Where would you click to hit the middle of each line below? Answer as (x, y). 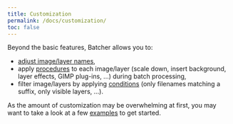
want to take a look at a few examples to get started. (84, 113)
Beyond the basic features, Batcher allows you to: (80, 48)
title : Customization (40, 14)
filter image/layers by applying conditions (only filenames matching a (119, 84)
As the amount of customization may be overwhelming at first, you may (112, 105)
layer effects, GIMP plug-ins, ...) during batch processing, (102, 76)
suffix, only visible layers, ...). (60, 92)
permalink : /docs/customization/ (57, 21)
